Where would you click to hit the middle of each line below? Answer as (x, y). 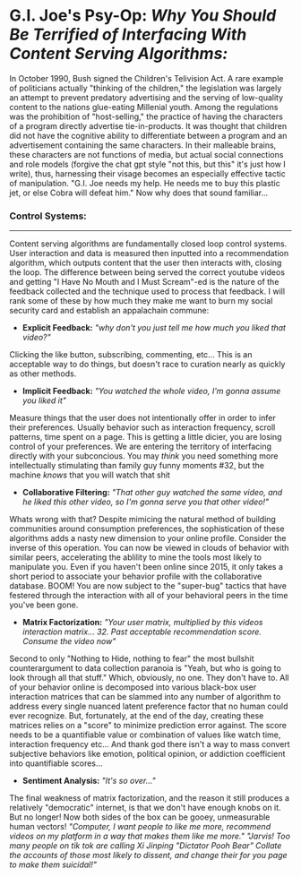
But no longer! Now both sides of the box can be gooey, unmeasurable (140, 817)
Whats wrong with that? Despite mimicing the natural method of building (142, 520)
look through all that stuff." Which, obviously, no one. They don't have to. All (149, 678)
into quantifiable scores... (56, 763)
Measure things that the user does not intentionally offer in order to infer (142, 418)
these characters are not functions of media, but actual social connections (146, 154)
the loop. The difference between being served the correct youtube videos (147, 272)
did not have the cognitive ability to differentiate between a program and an (148, 135)
